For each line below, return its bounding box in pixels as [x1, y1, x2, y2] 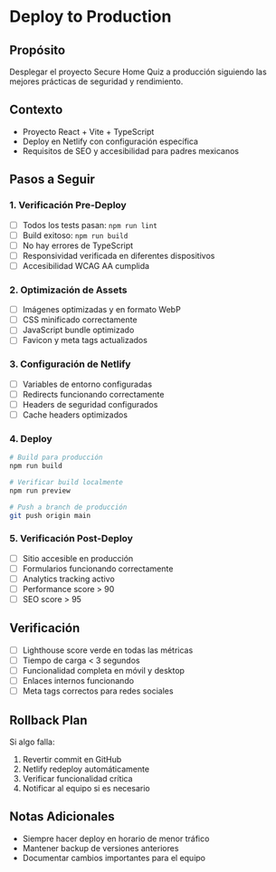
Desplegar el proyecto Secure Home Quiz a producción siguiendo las [9, 66, 267, 77]
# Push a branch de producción [9, 503, 128, 512]
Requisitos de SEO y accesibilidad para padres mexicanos [22, 145, 240, 156]
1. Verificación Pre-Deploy [9, 199, 127, 212]
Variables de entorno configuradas [22, 379, 152, 389]
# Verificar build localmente [9, 477, 124, 486]
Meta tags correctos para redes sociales [22, 685, 174, 696]
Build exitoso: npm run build [22, 229, 128, 241]
